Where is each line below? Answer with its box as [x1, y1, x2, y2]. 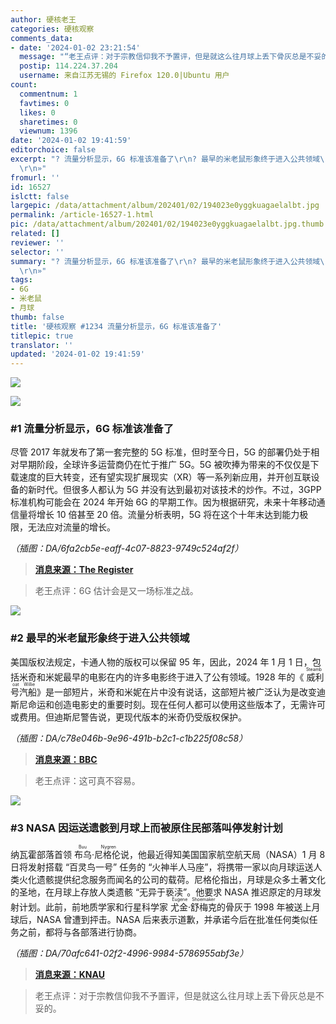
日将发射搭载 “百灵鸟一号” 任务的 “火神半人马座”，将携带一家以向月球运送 [10, 861, 314, 873]
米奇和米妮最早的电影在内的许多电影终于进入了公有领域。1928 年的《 [18, 671, 305, 683]
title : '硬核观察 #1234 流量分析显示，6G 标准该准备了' [10, 321, 223, 331]
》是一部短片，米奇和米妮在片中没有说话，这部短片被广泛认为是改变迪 [36, 686, 326, 698]
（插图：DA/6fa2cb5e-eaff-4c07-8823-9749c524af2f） [10, 542, 244, 555]
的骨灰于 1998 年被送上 [216, 901, 312, 913]
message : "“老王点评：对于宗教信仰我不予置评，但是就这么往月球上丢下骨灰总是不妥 [19, 52, 322, 62]
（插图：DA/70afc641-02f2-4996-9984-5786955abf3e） [10, 947, 249, 960]
